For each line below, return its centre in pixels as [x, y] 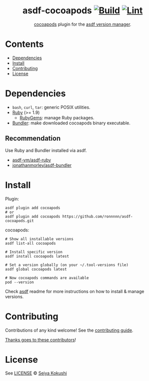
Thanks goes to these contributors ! [41, 340]
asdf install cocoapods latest [37, 256]
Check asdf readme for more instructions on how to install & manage [75, 291]
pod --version [20, 282]
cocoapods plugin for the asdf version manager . [83, 24]
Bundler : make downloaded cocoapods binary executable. [71, 123]
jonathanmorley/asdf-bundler [42, 165]
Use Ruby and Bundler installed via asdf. [46, 150]
